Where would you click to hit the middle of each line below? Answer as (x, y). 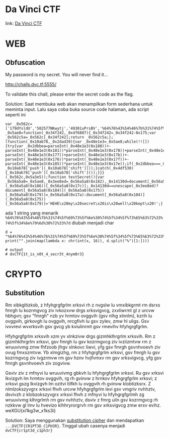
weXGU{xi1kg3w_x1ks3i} (31, 410)
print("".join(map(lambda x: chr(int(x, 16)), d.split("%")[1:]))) (77, 241)
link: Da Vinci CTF (24, 23)
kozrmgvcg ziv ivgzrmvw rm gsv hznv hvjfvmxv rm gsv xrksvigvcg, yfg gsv (83, 358)
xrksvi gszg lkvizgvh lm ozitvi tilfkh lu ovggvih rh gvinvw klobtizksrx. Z (78, 383)
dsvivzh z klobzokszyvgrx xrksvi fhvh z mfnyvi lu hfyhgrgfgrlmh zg (75, 394)
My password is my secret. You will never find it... (57, 74)
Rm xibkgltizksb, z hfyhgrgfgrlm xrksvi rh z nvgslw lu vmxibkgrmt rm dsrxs (83, 305)
